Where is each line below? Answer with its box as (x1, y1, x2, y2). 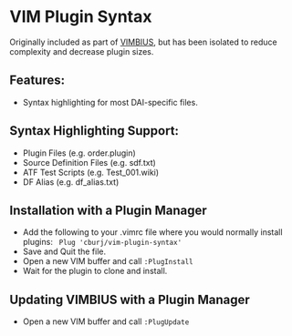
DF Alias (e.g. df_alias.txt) (22, 176, 120, 188)
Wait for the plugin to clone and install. (22, 266, 168, 277)
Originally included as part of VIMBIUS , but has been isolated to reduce (9, 36, 277, 47)
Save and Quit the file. (22, 246, 107, 257)
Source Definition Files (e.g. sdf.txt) (22, 157, 157, 168)
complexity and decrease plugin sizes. (9, 46, 154, 56)
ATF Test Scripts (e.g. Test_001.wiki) (22, 167, 160, 178)
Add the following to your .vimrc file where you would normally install (22, 227, 283, 238)
